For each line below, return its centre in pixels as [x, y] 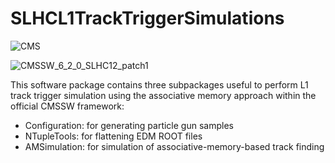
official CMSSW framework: [67, 106]
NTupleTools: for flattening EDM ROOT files [113, 136]
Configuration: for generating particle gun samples [129, 125]
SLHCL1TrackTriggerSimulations [147, 18]
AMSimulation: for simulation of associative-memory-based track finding [174, 146]
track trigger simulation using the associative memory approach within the [163, 95]
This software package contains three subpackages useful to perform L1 [159, 84]
